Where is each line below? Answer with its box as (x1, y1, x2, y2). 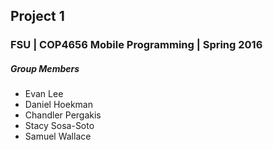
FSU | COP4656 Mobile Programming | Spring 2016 (10, 38, 263, 52)
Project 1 (10, 8, 65, 25)
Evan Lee (24, 88, 64, 100)
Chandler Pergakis (24, 109, 102, 121)
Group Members (10, 62, 80, 74)
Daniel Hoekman (24, 99, 93, 111)
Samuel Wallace (24, 130, 92, 143)
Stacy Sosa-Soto (24, 120, 95, 132)
